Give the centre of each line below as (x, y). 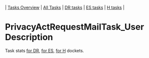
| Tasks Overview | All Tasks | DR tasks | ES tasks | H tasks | (65, 7)
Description (29, 37)
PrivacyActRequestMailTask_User (74, 27)
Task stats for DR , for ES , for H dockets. (45, 50)
